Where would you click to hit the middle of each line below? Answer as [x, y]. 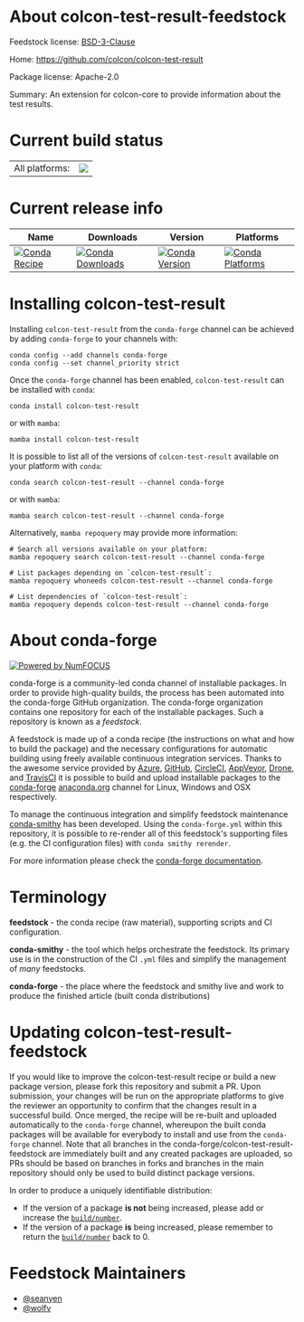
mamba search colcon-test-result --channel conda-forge [117, 516]
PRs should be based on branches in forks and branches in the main [137, 1163]
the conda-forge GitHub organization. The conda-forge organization [137, 702]
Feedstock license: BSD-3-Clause [72, 42]
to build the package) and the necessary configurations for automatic [139, 748]
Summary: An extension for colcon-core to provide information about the [145, 94]
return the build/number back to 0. [86, 1236]
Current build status [86, 141]
